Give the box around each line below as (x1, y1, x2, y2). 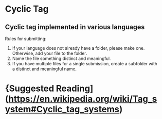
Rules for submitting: (5, 36, 47, 41)
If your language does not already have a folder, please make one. (12, 45, 145, 51)
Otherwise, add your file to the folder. (12, 50, 88, 56)
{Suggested (5, 83, 54, 94)
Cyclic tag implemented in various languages (5, 23, 145, 31)
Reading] (55, 83, 93, 94)
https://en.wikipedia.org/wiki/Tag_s (8, 94, 157, 104)
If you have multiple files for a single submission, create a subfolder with (12, 61, 158, 66)
